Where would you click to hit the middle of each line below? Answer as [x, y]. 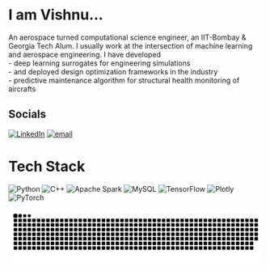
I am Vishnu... [56, 15]
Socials [27, 114]
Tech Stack [47, 166]
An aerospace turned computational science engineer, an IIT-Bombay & [127, 37]
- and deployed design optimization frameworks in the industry [113, 71]
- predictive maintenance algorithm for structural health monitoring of [124, 80]
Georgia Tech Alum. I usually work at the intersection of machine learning [131, 45]
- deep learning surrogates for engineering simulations [99, 63]
